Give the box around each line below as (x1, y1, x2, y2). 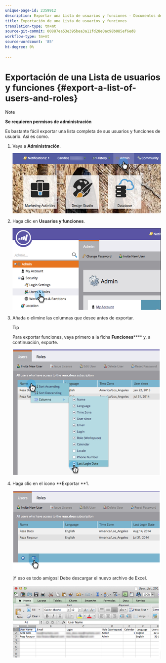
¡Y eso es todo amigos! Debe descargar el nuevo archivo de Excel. (12, 575, 147, 581)
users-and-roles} (5, 92, 78, 104)
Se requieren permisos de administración (5, 119, 92, 125)
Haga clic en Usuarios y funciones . (12, 218, 85, 224)
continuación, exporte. (12, 339, 58, 346)
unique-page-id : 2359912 (5, 8, 56, 13)
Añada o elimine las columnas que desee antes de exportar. (12, 315, 134, 321)
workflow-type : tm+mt (5, 34, 50, 39)
